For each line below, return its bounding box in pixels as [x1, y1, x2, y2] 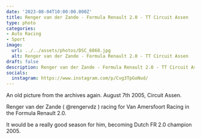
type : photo [6, 20, 36, 26]
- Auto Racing [6, 31, 42, 37]
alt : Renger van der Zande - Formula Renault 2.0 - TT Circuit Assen [11, 53, 188, 59]
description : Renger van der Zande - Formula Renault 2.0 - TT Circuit [6, 64, 188, 70]
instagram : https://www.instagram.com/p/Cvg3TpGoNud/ [11, 75, 148, 81]
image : [6, 42, 23, 48]
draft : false [6, 58, 39, 64]
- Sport [6, 36, 26, 42]
